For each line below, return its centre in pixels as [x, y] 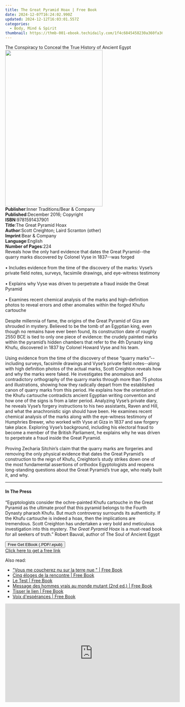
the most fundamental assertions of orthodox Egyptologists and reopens [80, 464]
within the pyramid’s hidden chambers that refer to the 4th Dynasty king [79, 342]
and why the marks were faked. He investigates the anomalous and [74, 374]
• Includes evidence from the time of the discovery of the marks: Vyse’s [79, 268]
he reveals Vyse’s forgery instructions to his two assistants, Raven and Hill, [82, 406]
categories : [17, 24]
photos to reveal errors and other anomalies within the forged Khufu [75, 305]
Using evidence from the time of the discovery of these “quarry [70, 358]
